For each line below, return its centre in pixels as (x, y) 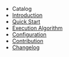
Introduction (27, 15)
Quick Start (26, 22)
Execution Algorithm (37, 28)
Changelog (26, 47)
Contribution (28, 41)
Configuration (29, 35)
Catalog (22, 9)
